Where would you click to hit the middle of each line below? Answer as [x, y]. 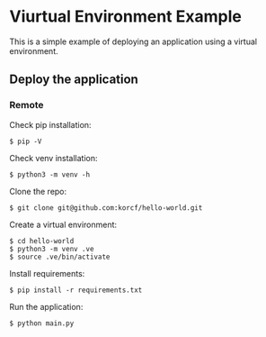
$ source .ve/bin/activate [60, 257]
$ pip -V [26, 141]
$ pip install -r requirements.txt [76, 290]
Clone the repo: [38, 191]
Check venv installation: [53, 158]
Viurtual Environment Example [126, 17]
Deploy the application [74, 80]
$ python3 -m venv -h [50, 174]
